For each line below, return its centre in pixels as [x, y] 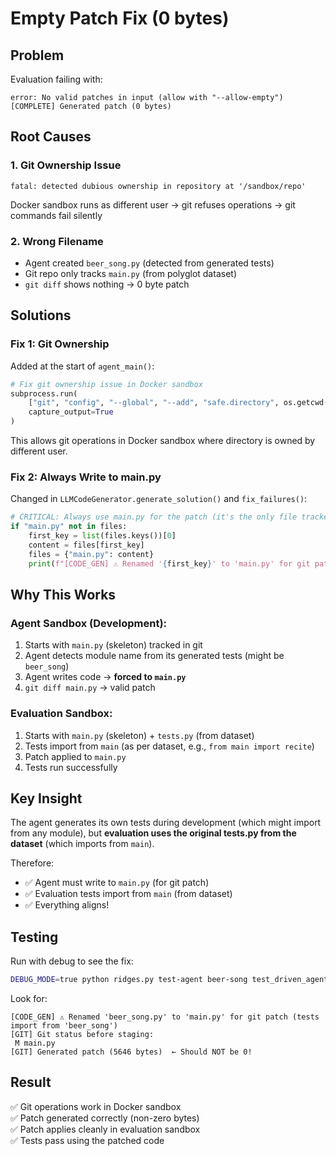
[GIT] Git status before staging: [82, 1035]
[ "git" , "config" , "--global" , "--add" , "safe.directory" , [154, 403]
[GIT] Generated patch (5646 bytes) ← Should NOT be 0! [131, 1052]
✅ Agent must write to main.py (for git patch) [117, 883]
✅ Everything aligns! [67, 905]
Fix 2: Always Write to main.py [86, 477]
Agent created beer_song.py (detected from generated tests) [149, 263]
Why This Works [63, 594]
